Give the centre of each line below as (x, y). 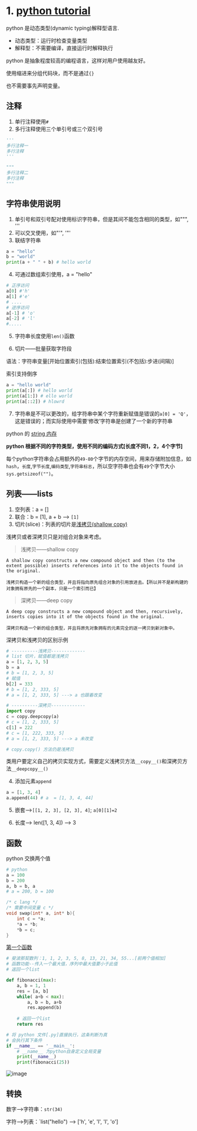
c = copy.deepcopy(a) (33, 717)
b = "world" (21, 257)
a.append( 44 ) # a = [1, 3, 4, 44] (50, 798)
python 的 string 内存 (32, 434)
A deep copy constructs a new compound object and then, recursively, (95, 611)
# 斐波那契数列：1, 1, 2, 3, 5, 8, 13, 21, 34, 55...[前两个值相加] (86, 959)
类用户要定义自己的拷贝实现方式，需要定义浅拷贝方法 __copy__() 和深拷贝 (94, 761)
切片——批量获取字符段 (43, 349)
